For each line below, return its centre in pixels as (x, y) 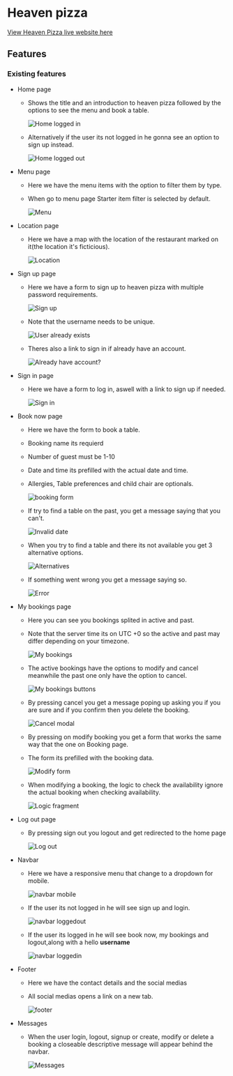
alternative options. (55, 552)
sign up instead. (51, 144)
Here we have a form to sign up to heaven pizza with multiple (116, 287)
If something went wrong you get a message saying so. (107, 579)
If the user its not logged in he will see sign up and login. (109, 907)
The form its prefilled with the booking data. (91, 757)
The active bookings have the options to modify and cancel (113, 668)
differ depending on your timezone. (78, 641)
